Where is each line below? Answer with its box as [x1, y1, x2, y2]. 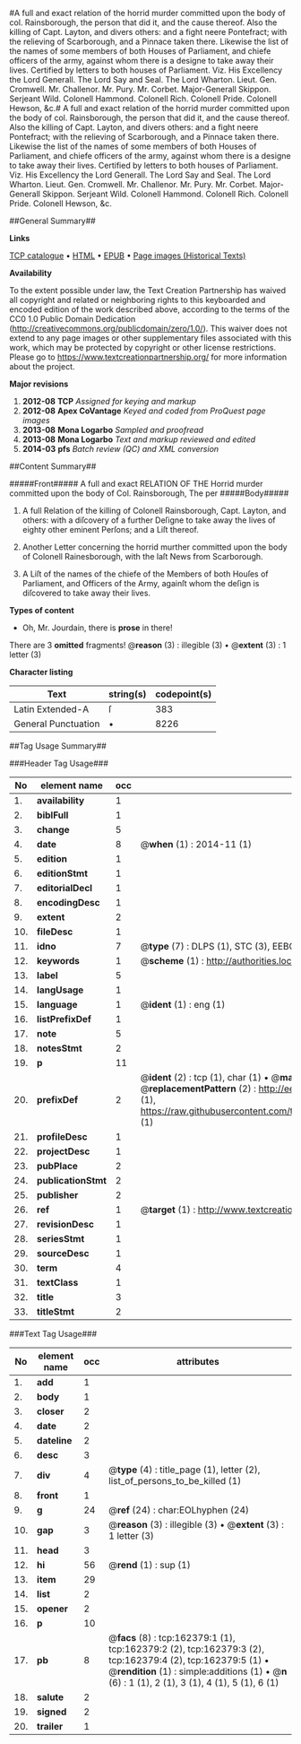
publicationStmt [37, 1175, 107, 1186]
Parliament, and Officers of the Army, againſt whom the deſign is [21, 578, 260, 588]
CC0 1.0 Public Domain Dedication [9, 314, 136, 324]
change [37, 824, 70, 836]
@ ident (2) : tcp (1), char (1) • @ [140, 1072, 280, 1083]
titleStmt [37, 1306, 74, 1317]
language [37, 999, 78, 1011]
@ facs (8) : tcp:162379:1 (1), [108, 1632, 236, 1644]
